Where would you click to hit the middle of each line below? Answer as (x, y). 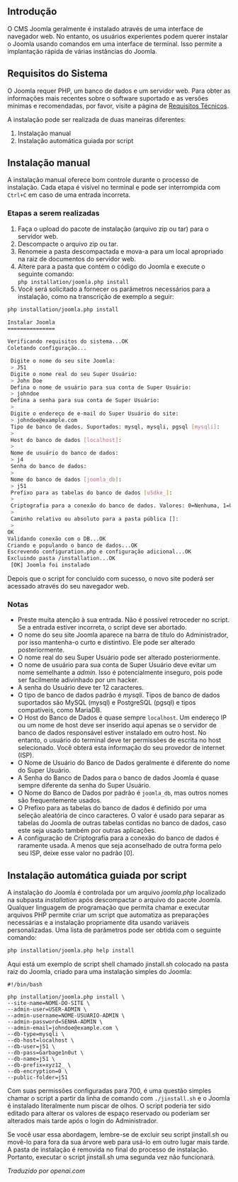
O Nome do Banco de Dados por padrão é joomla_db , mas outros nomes (123, 793)
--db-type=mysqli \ (36, 1034)
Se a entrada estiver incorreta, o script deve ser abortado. (102, 627)
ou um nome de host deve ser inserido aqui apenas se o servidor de (117, 725)
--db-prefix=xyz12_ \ (39, 1065)
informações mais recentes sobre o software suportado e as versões (108, 98)
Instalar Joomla (31, 322)
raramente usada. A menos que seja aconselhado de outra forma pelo (119, 846)
